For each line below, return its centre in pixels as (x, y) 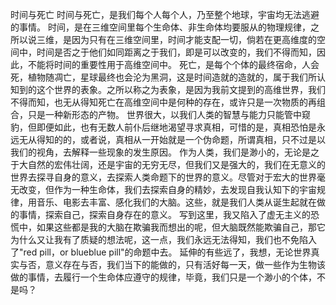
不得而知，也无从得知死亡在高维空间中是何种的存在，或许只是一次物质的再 (163, 102)
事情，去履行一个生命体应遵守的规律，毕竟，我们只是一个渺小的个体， (172, 277)
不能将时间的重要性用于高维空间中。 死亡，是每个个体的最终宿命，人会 (173, 64)
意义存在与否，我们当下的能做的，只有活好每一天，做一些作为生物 (180, 264)
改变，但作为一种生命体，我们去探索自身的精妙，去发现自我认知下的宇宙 (167, 189)
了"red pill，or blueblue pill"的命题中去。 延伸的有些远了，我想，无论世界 (161, 252)
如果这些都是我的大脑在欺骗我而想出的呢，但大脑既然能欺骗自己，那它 (181, 227)
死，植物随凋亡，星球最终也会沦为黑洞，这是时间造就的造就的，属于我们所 (163, 77)
